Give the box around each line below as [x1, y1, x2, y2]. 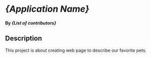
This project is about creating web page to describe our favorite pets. [5, 47, 147, 53]
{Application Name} [5, 3, 90, 15]
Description [5, 34, 42, 43]
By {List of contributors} [5, 20, 56, 26]
